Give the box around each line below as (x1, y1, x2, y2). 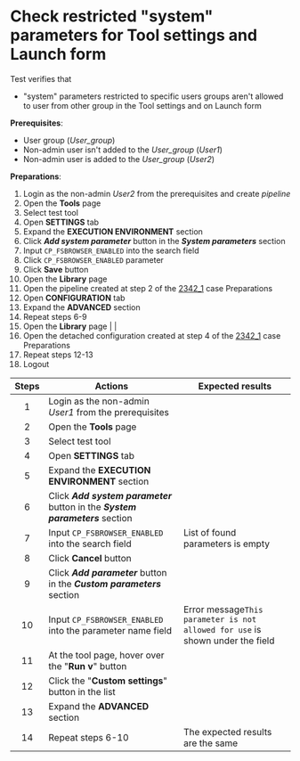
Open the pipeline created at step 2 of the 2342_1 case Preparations (22, 282, 273, 293)
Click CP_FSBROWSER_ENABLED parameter (22, 254, 164, 265)
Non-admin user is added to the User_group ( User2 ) (22, 153, 215, 164)
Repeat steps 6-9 (22, 311, 87, 322)
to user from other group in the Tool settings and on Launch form (22, 100, 262, 110)
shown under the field (182, 634, 275, 647)
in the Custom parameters (48, 577, 161, 590)
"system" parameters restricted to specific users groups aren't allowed (22, 91, 284, 102)
